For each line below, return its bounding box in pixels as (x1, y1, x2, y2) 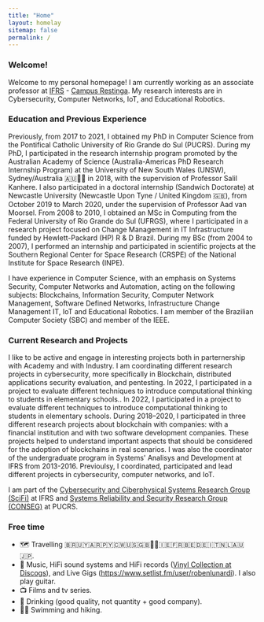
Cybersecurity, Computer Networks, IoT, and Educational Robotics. (8, 94, 225, 103)
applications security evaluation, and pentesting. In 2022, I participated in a (8, 378, 252, 387)
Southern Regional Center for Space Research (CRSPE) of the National (8, 250, 236, 259)
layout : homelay (8, 19, 61, 27)
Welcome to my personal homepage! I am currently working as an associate (8, 77, 254, 87)
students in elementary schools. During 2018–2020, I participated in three (8, 411, 246, 421)
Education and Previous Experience (8, 113, 147, 124)
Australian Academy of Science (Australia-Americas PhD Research (8, 157, 224, 166)
